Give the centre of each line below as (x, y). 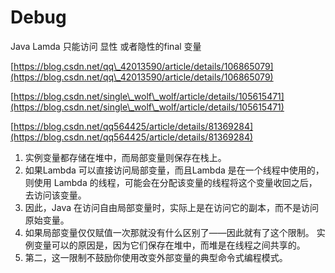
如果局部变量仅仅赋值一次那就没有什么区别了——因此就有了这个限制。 (169, 232)
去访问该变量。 (55, 195)
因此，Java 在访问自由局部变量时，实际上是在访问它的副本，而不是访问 (172, 207)
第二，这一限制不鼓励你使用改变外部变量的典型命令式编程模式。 (156, 257)
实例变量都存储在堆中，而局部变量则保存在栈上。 (125, 157)
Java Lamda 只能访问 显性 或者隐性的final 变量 (106, 46)
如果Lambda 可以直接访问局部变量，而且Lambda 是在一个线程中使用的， (174, 170)
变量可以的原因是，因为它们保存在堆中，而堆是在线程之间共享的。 (169, 245)
